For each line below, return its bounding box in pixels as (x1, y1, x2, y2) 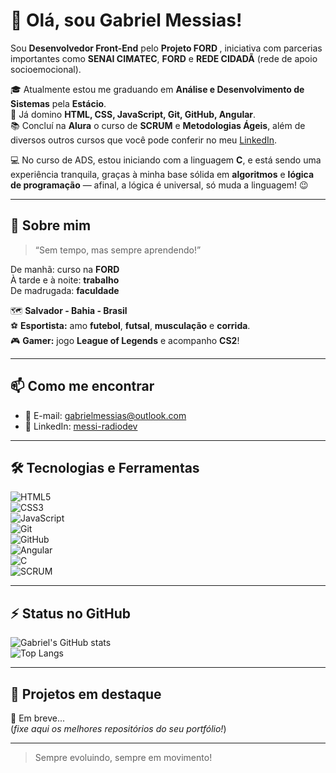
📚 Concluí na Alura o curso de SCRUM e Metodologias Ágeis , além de (10, 119, 306, 131)
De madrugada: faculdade (10, 284, 120, 296)
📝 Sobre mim (10, 217, 92, 234)
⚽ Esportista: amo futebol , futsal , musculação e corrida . (10, 319, 251, 331)
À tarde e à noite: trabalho (10, 274, 120, 286)
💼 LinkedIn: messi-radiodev (24, 420, 138, 432)
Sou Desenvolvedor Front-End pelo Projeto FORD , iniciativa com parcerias (10, 42, 323, 54)
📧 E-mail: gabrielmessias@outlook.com (24, 409, 187, 421)
